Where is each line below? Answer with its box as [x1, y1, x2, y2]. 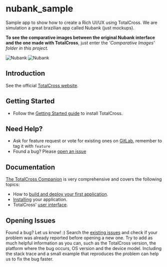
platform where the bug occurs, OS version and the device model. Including [5, 246, 162, 251]
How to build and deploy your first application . [12, 191, 108, 197]
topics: [5, 182, 20, 188]
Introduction [5, 69, 45, 78]
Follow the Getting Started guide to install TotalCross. [12, 110, 123, 116]
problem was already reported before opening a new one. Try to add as [5, 235, 153, 241]
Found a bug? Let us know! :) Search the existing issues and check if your [5, 230, 158, 235]
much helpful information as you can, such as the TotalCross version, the [5, 240, 156, 246]
